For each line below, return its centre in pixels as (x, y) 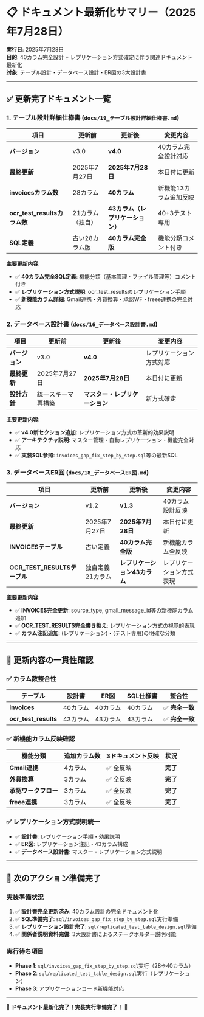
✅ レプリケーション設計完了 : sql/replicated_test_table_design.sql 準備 (106, 927)
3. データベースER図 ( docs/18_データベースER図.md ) (78, 472)
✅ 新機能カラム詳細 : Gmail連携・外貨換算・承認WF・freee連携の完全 (101, 299)
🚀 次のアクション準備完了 (54, 878)
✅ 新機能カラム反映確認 (41, 738)
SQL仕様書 (142, 696)
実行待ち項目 (25, 951)
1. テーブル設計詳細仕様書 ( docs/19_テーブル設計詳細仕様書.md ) (93, 118)
